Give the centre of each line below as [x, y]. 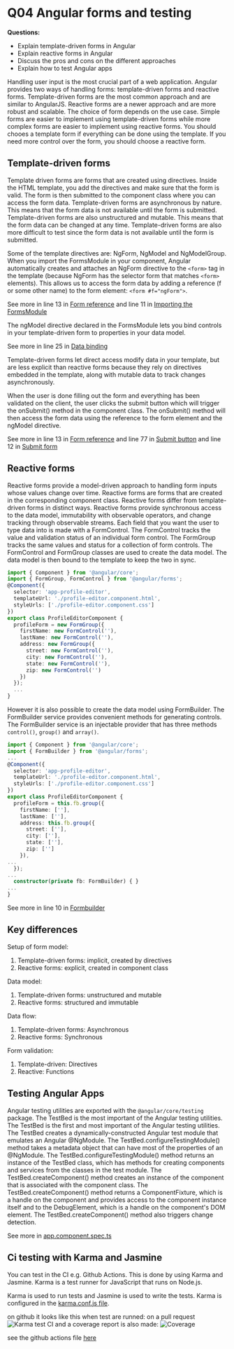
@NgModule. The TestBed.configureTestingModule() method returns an [111, 1155]
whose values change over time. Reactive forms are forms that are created [115, 492]
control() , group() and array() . [53, 732]
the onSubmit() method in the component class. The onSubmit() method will [116, 410]
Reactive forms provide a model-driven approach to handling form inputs [112, 485]
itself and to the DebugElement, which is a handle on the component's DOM [116, 1207]
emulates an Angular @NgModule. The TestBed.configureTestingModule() [114, 1140]
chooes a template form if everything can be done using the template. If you [117, 134]
